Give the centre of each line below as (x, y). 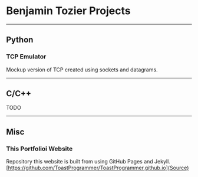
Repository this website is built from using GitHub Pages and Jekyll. (88, 162)
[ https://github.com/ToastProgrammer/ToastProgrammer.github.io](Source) (98, 168)
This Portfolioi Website (39, 149)
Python (20, 40)
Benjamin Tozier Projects (68, 11)
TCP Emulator (26, 57)
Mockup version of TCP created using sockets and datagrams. (82, 70)
